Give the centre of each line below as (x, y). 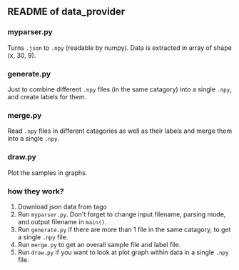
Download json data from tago (62, 206)
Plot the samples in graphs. (47, 172)
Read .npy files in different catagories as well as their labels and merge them (120, 131)
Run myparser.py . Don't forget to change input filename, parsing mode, (122, 214)
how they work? (36, 191)
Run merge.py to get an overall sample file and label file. (99, 244)
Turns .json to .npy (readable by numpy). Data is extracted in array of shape (119, 47)
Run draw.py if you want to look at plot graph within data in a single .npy (123, 252)
